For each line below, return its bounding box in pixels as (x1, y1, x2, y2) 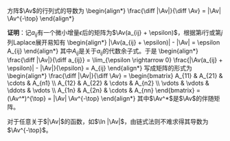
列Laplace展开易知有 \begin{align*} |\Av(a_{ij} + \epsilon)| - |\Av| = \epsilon (7, 38, 220, 47)
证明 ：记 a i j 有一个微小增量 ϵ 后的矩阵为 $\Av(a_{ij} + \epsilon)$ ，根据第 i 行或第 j (7, 29, 223, 38)
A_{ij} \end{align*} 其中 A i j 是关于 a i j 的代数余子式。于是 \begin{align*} (7, 47, 199, 57)
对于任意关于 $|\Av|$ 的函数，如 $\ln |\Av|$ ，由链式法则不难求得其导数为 (7, 117, 209, 125)
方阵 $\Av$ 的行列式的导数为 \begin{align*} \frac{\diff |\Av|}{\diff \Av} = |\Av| (7, 7, 222, 14)
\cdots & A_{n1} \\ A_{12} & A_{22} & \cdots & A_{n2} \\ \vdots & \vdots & (7, 79, 209, 87)
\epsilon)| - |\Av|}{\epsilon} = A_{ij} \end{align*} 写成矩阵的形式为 (7, 64, 192, 72)
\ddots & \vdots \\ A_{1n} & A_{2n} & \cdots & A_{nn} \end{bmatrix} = (7, 86, 200, 94)
